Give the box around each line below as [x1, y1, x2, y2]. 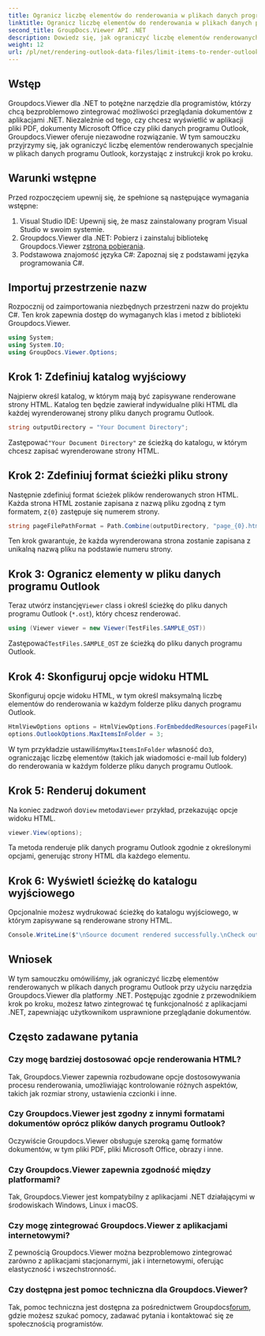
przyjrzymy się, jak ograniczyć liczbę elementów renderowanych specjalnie [8, 140, 254, 150]
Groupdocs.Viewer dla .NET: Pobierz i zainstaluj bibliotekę [19, 233, 209, 242]
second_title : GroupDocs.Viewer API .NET [8, 26, 147, 34]
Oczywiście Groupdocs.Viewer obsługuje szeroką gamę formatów [8, 1136, 223, 1145]
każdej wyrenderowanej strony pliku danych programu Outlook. [8, 408, 215, 417]
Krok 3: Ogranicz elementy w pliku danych [8, 567, 222, 581]
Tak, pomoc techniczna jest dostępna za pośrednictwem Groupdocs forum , [8, 1302, 252, 1312]
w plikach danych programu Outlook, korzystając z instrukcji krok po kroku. [8, 148, 253, 158]
